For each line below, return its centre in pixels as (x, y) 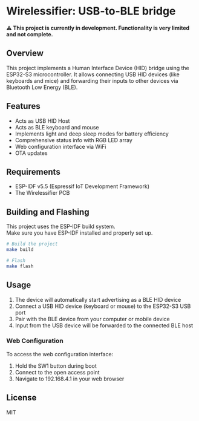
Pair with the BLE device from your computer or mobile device (93, 319)
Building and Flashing (48, 212)
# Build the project (32, 244)
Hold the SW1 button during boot (56, 366)
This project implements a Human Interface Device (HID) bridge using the (98, 68)
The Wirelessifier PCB (42, 193)
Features (23, 106)
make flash (20, 266)
